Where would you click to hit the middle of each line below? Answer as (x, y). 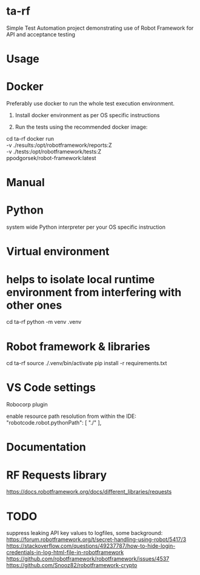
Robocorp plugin (27, 405)
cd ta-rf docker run (30, 139)
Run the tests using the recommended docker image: (81, 127)
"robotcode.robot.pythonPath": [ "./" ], (54, 423)
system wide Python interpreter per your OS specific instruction (86, 227)
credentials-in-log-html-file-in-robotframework (65, 553)
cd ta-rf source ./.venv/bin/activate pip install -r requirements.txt (87, 363)
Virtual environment (58, 251)
